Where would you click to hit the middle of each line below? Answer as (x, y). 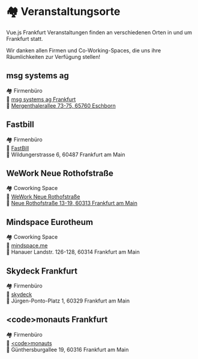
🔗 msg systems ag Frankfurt (41, 99)
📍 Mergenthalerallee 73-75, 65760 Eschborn (61, 105)
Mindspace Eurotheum (50, 222)
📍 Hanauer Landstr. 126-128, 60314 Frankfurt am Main (73, 252)
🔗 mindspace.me (27, 246)
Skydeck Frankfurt (42, 271)
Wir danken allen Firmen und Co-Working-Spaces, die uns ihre (84, 50)
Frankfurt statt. (25, 38)
